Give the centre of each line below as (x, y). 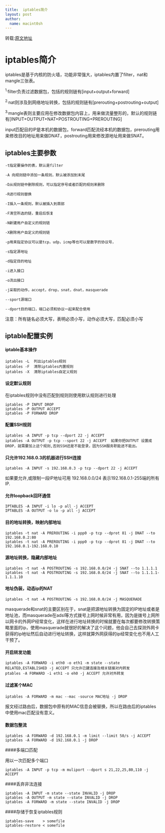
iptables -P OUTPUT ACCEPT (33, 409)
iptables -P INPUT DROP (30, 404)
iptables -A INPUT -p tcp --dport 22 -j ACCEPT (55, 436)
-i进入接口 (15, 271)
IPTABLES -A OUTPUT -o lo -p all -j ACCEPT (50, 511)
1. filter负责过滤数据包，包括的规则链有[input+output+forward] (67, 91)
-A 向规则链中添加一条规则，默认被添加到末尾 (45, 175)
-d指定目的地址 (18, 261)
